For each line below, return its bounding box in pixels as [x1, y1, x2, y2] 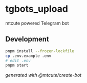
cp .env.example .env [5, 53, 52, 58]
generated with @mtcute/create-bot [5, 72, 82, 78]
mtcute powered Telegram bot [5, 20, 69, 26]
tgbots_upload [5, 3, 68, 15]
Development [5, 35, 50, 44]
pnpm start [5, 63, 29, 68]
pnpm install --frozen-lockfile [5, 48, 74, 54]
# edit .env [5, 58, 31, 63]
